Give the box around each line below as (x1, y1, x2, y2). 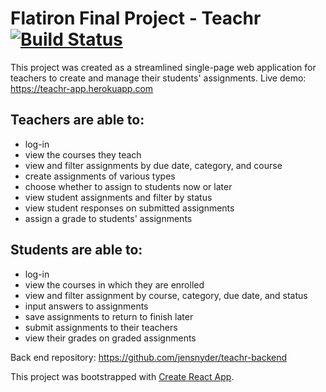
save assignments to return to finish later (24, 310, 194, 322)
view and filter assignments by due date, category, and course (24, 159, 283, 171)
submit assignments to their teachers (24, 321, 178, 333)
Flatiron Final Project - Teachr (10, 7, 262, 30)
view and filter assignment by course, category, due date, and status (24, 289, 308, 301)
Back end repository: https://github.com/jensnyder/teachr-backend (10, 351, 288, 363)
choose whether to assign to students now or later (24, 180, 233, 192)
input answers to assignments (24, 300, 149, 312)
